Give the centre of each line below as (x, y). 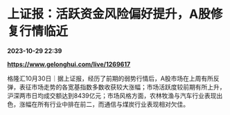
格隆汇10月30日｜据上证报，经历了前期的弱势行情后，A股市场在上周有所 (110, 78)
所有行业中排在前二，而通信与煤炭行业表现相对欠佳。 (113, 104)
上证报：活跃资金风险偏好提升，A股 (109, 14)
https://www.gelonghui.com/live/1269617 (69, 64)
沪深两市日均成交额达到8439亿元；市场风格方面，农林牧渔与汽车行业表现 (112, 95)
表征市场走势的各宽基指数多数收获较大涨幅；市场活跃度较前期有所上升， (122, 87)
